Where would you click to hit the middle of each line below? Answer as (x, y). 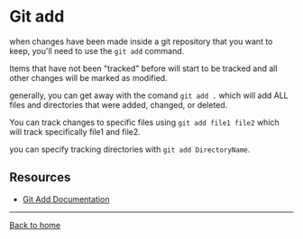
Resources (40, 177)
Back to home (35, 225)
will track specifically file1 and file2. (75, 131)
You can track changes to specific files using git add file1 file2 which (144, 122)
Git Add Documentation (66, 199)
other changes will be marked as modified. (89, 77)
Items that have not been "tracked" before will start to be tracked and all (143, 68)
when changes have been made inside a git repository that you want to (141, 41)
